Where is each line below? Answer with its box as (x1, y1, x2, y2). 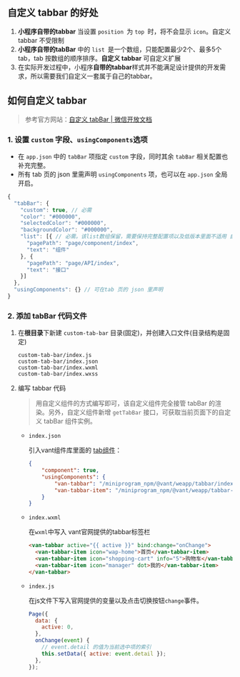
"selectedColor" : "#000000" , (20, 220, 107, 227)
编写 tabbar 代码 (17, 384, 66, 393)
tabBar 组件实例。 (44, 417, 96, 426)
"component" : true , (41, 467, 100, 474)
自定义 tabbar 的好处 (7, 6, 99, 19)
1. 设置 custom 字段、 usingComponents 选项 (7, 134, 148, 144)
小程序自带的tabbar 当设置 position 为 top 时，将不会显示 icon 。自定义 (17, 27, 231, 36)
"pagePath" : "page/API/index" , (26, 259, 120, 266)
